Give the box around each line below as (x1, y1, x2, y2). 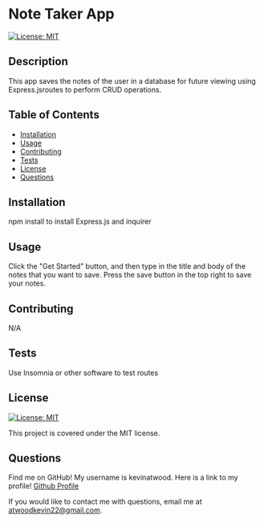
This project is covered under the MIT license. (8, 428, 160, 438)
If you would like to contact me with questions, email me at (8, 496, 202, 507)
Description (8, 55, 68, 68)
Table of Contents (8, 108, 100, 121)
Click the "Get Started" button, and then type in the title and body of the (8, 261, 246, 271)
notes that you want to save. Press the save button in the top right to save (8, 270, 252, 280)
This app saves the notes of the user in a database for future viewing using (8, 76, 257, 85)
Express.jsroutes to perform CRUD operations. (8, 84, 162, 94)
